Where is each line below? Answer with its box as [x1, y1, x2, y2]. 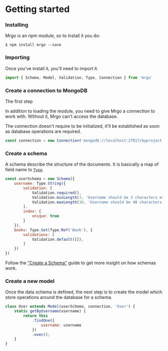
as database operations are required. [5, 128, 81, 134]
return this [23, 313, 48, 318]
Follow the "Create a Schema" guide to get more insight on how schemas [5, 260, 156, 266]
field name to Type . [5, 167, 44, 173]
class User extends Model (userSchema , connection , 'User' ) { [5, 304, 135, 309]
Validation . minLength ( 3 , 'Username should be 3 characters [31, 195, 157, 200]
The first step [5, 98, 33, 104]
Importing [5, 54, 30, 61]
